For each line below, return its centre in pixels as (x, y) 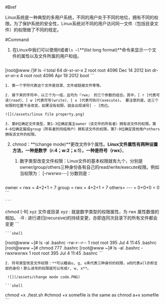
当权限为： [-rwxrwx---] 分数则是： (56, 173)
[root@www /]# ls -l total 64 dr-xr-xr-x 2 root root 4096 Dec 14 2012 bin (78, 70)
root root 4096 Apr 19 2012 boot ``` (59, 76)
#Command (17, 40)
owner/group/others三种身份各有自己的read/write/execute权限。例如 (89, 167)
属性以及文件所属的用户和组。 (51, 56)
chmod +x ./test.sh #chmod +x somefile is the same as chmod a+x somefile (82, 295)
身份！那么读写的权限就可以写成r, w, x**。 (51, 268)
